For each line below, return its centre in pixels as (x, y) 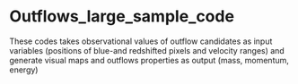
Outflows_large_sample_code (122, 17)
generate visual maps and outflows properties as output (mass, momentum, (149, 60)
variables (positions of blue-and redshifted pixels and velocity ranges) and (147, 50)
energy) (24, 70)
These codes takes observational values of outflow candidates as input (141, 41)
